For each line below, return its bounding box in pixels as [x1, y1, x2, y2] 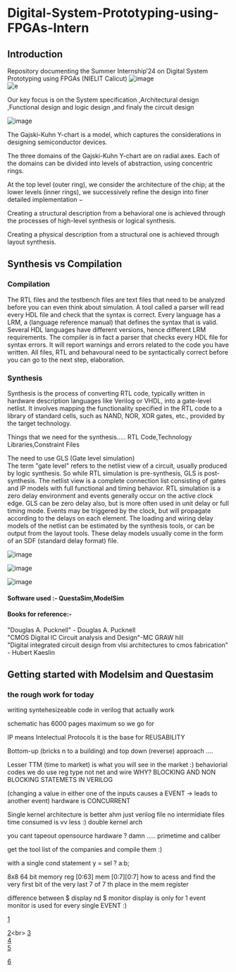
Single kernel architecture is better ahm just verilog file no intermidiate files [7, 810, 225, 819]
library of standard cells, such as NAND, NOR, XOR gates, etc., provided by [7, 411, 225, 420]
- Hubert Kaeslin [7, 648, 55, 656]
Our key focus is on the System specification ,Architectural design [7, 95, 199, 104]
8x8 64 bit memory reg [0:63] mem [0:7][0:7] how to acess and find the [7, 872, 216, 881]
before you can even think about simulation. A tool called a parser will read [7, 302, 224, 312]
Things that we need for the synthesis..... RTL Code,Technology [7, 432, 192, 441]
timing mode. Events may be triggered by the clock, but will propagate [7, 506, 211, 515]
